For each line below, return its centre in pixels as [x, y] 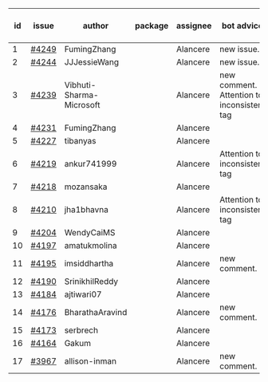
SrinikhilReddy [91, 281]
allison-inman [91, 361]
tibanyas [80, 141]
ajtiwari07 [83, 294]
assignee [194, 26]
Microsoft [82, 105]
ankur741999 [91, 164]
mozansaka [86, 187]
